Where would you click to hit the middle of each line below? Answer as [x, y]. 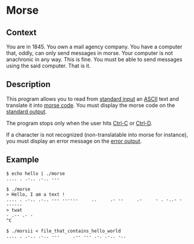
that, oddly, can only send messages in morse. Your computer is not [90, 53]
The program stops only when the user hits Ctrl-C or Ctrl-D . [79, 123]
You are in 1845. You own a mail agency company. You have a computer [94, 47]
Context [21, 33]
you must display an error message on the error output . [74, 141]
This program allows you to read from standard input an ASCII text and [93, 98]
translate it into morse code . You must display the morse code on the [91, 105]
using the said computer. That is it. [48, 66]
